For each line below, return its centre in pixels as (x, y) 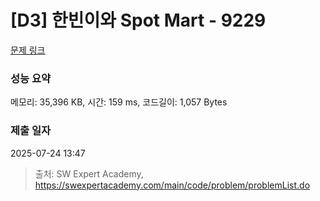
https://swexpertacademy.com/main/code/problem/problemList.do (172, 185)
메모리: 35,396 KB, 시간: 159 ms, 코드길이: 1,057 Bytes (119, 102)
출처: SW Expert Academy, (89, 173)
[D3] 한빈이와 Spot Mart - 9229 (138, 20)
